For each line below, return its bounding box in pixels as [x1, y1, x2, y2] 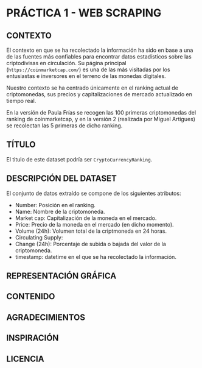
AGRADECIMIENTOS [6, 312, 85, 322]
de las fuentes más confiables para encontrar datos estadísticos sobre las [6, 53, 192, 60]
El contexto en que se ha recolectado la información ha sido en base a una [6, 46, 193, 54]
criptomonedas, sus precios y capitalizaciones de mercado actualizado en [6, 91, 193, 97]
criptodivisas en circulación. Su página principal [6, 60, 127, 66]
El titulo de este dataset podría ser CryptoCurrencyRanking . [6, 155, 153, 163]
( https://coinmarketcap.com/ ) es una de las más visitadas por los [6, 66, 170, 73]
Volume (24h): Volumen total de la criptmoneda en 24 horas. [15, 227, 167, 235]
